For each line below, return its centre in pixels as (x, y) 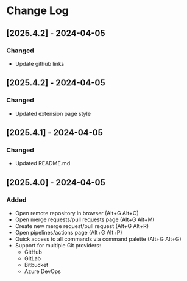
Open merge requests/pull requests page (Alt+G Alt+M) (85, 219)
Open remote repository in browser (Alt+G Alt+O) (77, 213)
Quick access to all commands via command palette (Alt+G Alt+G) (98, 239)
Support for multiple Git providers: (58, 245)
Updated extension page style (53, 113)
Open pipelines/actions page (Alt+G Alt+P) (69, 232)
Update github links (40, 63)
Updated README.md (43, 163)
